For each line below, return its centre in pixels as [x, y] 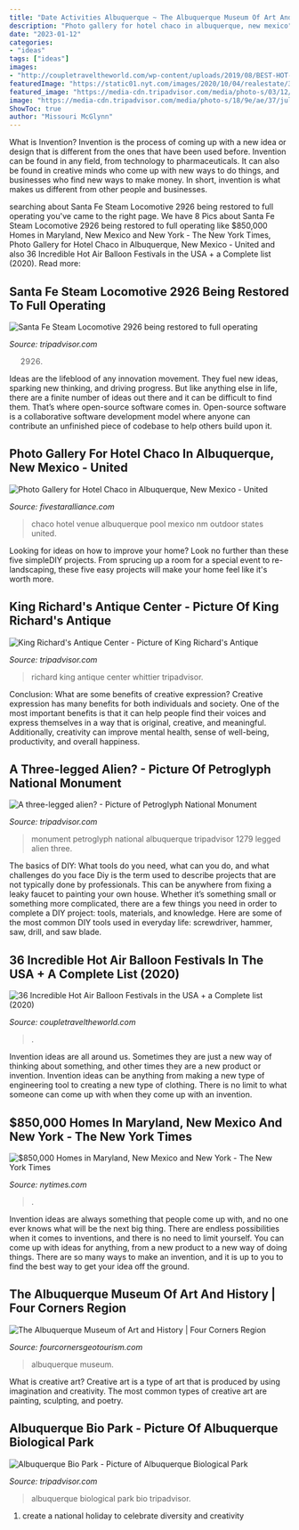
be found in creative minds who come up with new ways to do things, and [145, 171]
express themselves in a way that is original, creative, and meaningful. [138, 722]
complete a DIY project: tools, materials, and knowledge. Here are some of [146, 913]
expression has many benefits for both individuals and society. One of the [145, 704]
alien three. [52, 849]
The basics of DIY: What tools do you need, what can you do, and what [139, 866]
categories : [31, 42]
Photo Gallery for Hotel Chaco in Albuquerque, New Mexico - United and [142, 245]
